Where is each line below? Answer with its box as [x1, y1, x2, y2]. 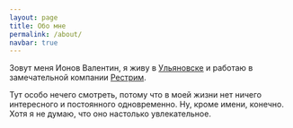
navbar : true [9, 38, 58, 47]
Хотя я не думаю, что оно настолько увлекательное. [9, 108, 211, 119]
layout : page [9, 13, 58, 22]
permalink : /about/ [9, 30, 83, 38]
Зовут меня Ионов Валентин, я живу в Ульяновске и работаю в [9, 63, 253, 73]
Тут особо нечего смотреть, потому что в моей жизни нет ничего [9, 90, 262, 100]
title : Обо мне [9, 21, 67, 30]
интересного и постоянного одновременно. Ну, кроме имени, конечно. [9, 99, 285, 110]
